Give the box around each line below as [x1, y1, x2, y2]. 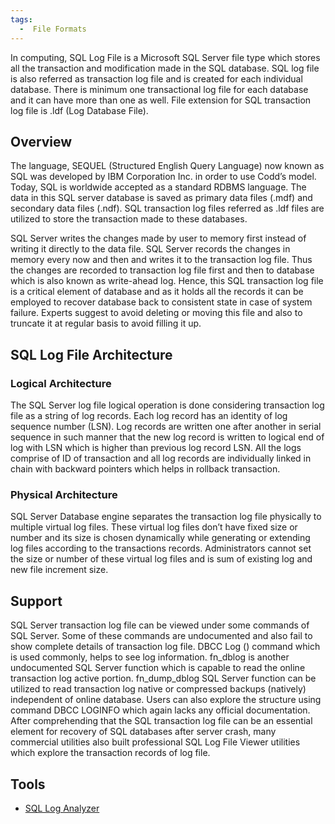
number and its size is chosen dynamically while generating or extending [10, 532, 311, 544]
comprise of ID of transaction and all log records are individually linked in [10, 452, 312, 464]
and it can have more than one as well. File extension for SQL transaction [10, 94, 312, 106]
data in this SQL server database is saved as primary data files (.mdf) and [10, 192, 313, 204]
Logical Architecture [10, 376, 112, 390]
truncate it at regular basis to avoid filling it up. [10, 317, 202, 330]
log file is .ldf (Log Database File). [10, 104, 149, 116]
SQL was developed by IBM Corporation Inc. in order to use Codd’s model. [10, 171, 317, 183]
